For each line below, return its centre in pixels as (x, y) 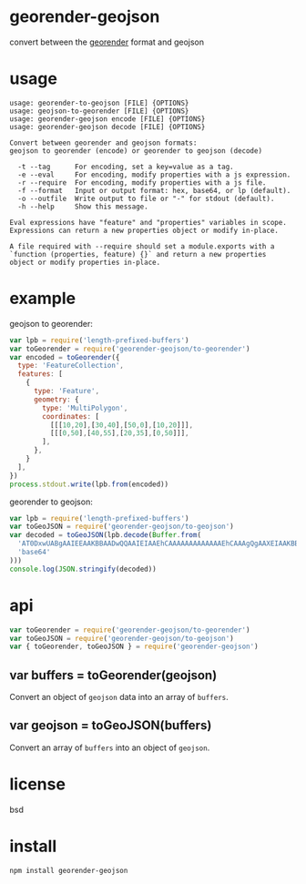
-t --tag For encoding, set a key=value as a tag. (126, 167)
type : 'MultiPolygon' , (85, 408)
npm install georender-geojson (69, 870)
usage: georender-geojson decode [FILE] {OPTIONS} (107, 127)
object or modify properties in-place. (85, 262)
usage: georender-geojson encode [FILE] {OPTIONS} (107, 119)
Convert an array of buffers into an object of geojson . (110, 747)
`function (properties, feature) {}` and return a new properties (138, 254)
